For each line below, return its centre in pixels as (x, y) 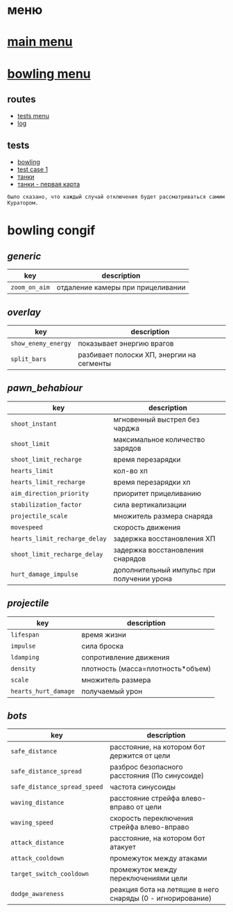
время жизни (104, 634)
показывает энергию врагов (126, 343)
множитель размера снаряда (163, 515)
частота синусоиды (143, 787)
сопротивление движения (126, 657)
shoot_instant (34, 424)
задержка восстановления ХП (164, 538)
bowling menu (49, 73)
